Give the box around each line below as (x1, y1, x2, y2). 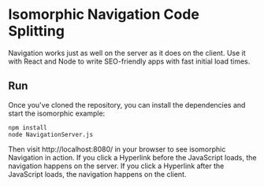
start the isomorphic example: (8, 108, 106, 118)
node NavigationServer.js (8, 130, 93, 138)
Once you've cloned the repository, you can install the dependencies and (8, 100, 246, 109)
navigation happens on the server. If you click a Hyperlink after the (8, 161, 225, 170)
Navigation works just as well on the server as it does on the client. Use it (8, 48, 246, 57)
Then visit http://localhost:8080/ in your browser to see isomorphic (8, 144, 226, 154)
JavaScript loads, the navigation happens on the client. (8, 169, 187, 178)
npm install (8, 123, 47, 131)
